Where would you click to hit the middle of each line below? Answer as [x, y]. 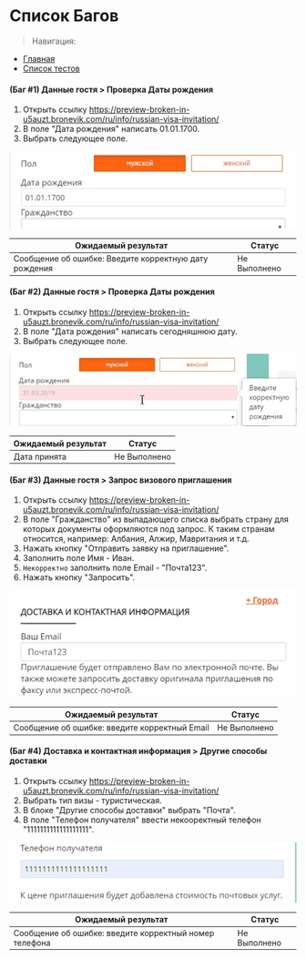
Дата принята [40, 456]
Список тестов [51, 68]
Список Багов [64, 16]
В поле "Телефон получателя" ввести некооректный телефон [142, 820]
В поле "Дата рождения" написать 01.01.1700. [111, 129]
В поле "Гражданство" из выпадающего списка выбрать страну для [155, 519]
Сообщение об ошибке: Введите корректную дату [111, 259]
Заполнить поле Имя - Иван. [78, 558]
